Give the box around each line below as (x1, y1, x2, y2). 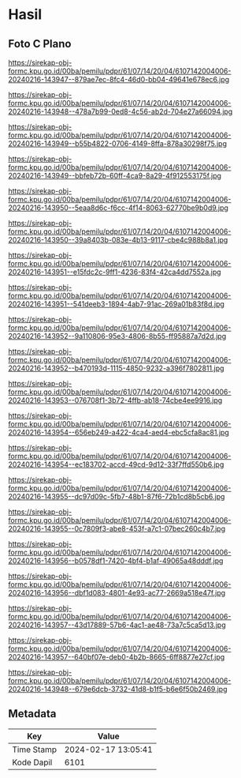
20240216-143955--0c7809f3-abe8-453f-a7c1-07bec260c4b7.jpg (8, 524, 226, 533)
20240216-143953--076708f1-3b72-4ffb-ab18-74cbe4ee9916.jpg (8, 396, 223, 404)
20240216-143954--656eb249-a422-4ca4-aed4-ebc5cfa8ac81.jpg (8, 428, 230, 437)
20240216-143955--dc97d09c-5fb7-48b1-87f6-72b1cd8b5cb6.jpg (8, 492, 225, 501)
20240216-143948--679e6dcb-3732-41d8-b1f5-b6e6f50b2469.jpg (8, 685, 228, 693)
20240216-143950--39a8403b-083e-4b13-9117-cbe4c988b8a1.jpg (8, 235, 228, 244)
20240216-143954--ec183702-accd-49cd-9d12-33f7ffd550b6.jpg (8, 460, 224, 469)
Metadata (8, 707, 57, 720)
